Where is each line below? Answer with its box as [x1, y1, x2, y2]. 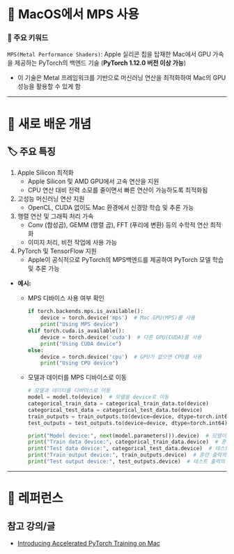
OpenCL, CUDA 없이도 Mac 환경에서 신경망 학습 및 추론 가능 [27, 203, 194, 212]
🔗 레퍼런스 [7, 491, 64, 506]
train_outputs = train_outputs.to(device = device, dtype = [27, 413, 197, 420]
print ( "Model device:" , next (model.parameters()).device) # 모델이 [27, 432, 226, 439]
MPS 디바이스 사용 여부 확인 [27, 294, 104, 302]
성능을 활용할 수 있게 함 [17, 82, 81, 91]
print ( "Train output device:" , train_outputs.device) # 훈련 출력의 [27, 452, 227, 459]
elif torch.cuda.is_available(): [27, 328, 125, 334]
